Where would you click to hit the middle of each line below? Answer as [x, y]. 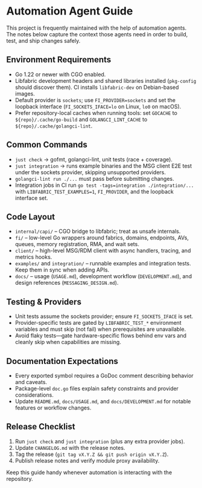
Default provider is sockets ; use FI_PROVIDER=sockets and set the [95, 100]
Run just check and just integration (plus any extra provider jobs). [100, 441]
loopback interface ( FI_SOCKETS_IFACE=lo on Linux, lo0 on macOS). [98, 106]
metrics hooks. [33, 257]
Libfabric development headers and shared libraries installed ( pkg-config [106, 80]
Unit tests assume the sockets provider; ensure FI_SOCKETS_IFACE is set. [104, 316]
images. [25, 93]
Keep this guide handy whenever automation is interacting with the [89, 472]
